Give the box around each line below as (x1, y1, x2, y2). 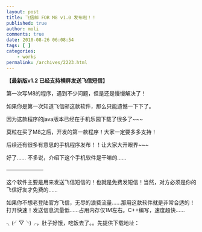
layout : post (6, 8, 39, 15)
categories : (6, 48, 36, 54)
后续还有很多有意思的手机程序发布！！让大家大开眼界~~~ (6, 141, 149, 148)
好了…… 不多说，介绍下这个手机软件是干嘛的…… (6, 153, 127, 161)
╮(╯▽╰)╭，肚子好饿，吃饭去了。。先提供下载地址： (6, 219, 140, 227)
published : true (6, 20, 47, 26)
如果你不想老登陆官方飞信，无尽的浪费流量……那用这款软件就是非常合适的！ (6, 199, 195, 206)
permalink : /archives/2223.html (6, 59, 87, 65)
